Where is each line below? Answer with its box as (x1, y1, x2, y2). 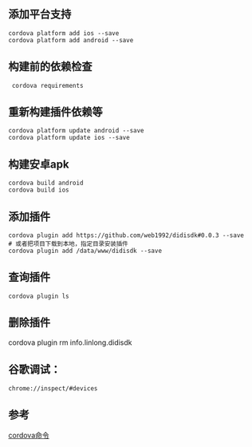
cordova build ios (8, 186, 69, 194)
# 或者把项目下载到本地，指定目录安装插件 (8, 240, 129, 248)
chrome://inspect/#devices (8, 384, 98, 393)
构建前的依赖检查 (8, 60, 93, 73)
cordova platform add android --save (8, 36, 134, 44)
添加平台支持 (8, 7, 72, 22)
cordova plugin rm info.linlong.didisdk (8, 338, 133, 347)
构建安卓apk (8, 157, 69, 171)
